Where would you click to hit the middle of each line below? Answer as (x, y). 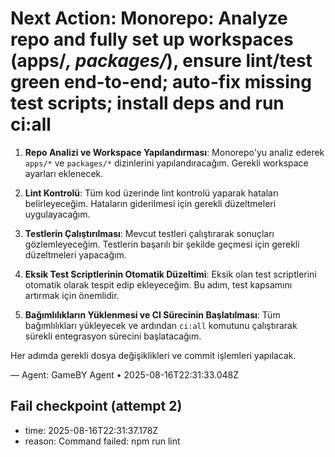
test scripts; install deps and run (147, 103)
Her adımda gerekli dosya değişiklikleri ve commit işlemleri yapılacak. (153, 355)
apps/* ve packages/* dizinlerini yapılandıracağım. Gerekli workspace (166, 163)
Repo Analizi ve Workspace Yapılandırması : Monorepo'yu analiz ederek (174, 152)
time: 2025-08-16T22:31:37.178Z (91, 430)
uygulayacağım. (57, 214)
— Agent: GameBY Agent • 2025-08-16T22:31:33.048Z (124, 374)
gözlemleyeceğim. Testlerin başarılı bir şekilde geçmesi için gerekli (162, 244)
